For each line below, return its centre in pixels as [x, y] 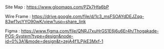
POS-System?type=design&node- [39, 36]
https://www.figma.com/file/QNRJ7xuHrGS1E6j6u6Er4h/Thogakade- [90, 31]
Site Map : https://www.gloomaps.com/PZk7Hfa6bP [57, 7]
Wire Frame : [18, 16]
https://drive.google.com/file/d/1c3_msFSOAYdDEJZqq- [88, 16]
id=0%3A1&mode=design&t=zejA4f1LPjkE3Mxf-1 [54, 41]
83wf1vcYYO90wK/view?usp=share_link [46, 22]
